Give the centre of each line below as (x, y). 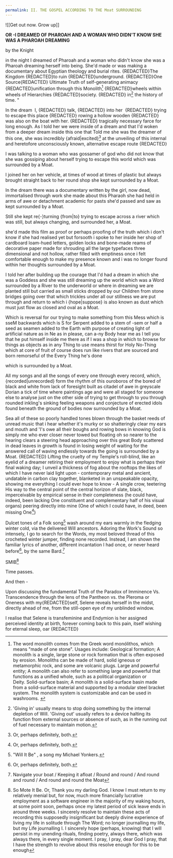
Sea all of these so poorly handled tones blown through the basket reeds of (85, 418)
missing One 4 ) (21, 511)
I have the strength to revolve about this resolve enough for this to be (86, 845)
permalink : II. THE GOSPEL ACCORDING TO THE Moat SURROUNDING (73, 10)
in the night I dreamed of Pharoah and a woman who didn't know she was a (85, 60)
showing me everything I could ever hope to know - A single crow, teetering (86, 484)
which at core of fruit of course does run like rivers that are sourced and (82, 350)
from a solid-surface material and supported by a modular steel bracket (89, 688)
